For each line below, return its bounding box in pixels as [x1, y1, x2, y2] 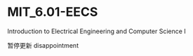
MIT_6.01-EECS [7, 4, 98, 20]
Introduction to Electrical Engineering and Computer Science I [7, 27, 186, 35]
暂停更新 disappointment [7, 41, 79, 49]
